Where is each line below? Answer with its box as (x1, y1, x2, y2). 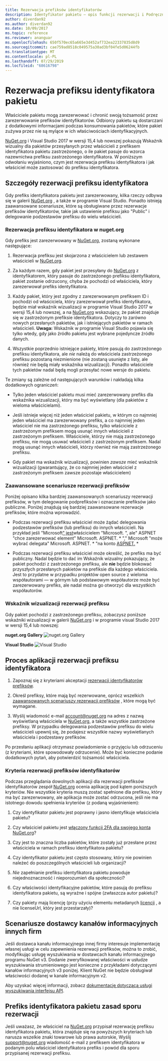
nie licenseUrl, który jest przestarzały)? (12, 905, 93, 911)
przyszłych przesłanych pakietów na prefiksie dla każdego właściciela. (12, 566, 158, 572)
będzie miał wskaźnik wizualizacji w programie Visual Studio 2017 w (12, 304, 153, 310)
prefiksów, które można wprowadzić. (5, 509, 81, 515)
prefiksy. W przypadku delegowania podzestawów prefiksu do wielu (12, 723, 153, 730)
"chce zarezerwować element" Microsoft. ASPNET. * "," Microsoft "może (12, 535, 162, 542)
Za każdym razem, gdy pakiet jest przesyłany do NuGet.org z (12, 268, 139, 274)
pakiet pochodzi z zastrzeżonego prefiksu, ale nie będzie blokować (12, 561, 152, 567)
